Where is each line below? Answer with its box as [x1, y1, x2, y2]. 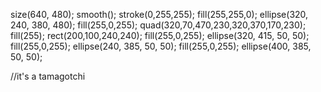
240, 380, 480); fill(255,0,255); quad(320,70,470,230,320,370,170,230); [10, 19, 307, 31]
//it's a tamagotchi [10, 70, 86, 82]
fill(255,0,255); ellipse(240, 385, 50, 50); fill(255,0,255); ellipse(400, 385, [10, 40, 312, 52]
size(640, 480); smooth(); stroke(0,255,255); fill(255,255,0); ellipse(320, [10, 9, 309, 20]
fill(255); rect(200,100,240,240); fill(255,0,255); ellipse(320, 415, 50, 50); [10, 30, 310, 41]
